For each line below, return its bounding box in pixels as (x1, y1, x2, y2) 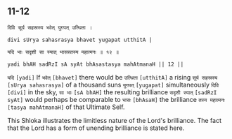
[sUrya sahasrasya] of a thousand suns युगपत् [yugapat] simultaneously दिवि (7, 80, 219, 89)
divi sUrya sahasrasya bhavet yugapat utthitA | (7, 36, 153, 43)
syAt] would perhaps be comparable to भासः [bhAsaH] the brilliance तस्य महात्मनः (7, 95, 225, 103)
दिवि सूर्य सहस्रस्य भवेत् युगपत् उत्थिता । (7, 24, 93, 31)
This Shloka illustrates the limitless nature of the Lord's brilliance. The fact (7, 116, 221, 124)
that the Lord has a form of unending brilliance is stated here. (7, 124, 185, 132)
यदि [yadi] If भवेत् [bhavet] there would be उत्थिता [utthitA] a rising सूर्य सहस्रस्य (7, 73, 218, 81)
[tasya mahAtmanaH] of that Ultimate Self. (7, 103, 125, 111)
